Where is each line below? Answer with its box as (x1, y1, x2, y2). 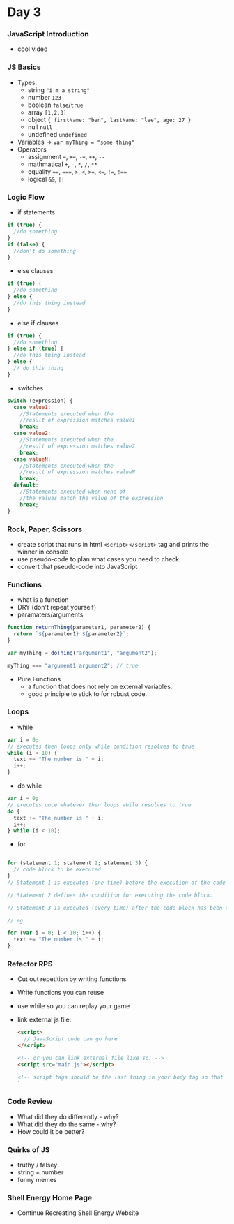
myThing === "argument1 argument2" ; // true (7, 662, 139, 669)
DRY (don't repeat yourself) (17, 603, 97, 612)
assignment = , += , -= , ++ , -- (27, 152, 106, 161)
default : (13, 482, 39, 489)
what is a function (17, 596, 69, 604)
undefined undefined (27, 130, 87, 138)
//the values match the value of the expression (19, 494, 164, 501)
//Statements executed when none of (19, 488, 127, 496)
